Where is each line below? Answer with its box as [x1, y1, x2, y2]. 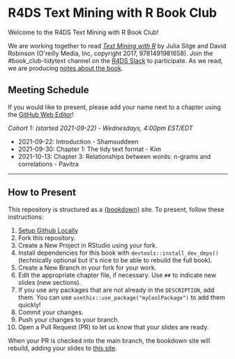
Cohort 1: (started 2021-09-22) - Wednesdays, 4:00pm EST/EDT [8, 124, 194, 132]
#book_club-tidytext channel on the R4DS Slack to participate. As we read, [8, 56, 223, 64]
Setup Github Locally [17, 226, 79, 234]
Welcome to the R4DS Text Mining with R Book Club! [8, 28, 159, 36]
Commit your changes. [17, 308, 84, 316]
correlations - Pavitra [17, 160, 79, 168]
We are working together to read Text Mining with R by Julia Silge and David [8, 41, 227, 50]
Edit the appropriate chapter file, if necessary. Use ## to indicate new [17, 271, 217, 279]
